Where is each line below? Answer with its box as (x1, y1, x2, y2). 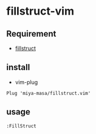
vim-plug (15, 78, 38, 86)
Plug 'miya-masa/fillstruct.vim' (6, 90, 91, 96)
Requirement (6, 29, 57, 39)
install (6, 62, 30, 72)
